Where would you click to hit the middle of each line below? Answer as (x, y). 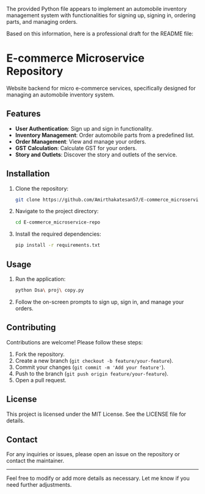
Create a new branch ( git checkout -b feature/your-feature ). (94, 360)
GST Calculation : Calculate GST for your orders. (76, 148)
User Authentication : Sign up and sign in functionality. (84, 128)
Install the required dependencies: (58, 234)
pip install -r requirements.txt (58, 245)
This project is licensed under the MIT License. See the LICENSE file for (96, 414)
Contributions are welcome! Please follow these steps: (75, 342)
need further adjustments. (39, 485)
